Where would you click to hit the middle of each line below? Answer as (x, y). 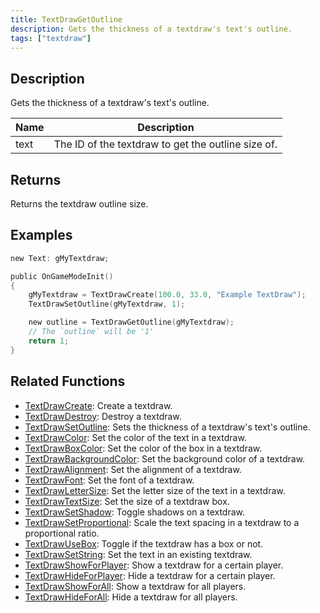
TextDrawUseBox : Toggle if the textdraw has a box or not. (144, 543)
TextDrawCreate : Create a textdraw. (98, 405)
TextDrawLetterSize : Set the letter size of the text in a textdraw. (155, 490)
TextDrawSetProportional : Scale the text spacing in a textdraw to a (162, 522)
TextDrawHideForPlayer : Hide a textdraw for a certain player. (150, 575)
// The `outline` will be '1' (91, 332)
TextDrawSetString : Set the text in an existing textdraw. (138, 554)
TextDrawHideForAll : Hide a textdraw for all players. (131, 597)
